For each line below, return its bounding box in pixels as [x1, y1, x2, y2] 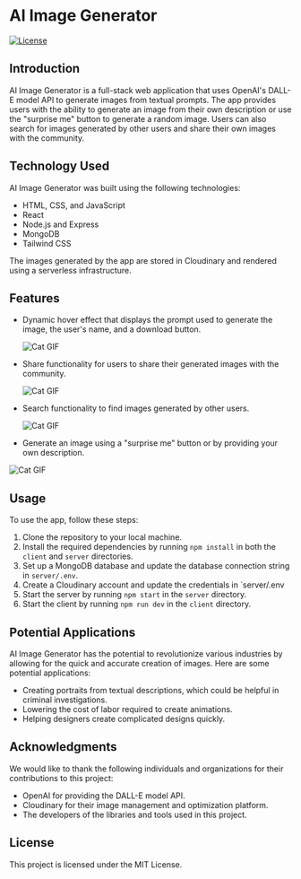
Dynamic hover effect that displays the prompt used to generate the [21, 315, 273, 326]
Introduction [9, 61, 81, 76]
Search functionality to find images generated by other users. [21, 403, 250, 413]
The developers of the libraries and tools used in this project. [21, 809, 248, 820]
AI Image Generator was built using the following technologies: [9, 182, 241, 193]
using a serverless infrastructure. [9, 265, 132, 275]
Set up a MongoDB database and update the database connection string [21, 561, 290, 571]
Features [9, 291, 60, 306]
